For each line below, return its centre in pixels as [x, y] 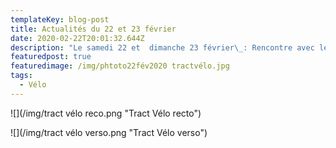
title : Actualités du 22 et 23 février [93, 29]
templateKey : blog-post [60, 19]
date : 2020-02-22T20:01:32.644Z [77, 38]
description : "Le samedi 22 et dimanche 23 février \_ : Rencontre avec [162, 47]
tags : [21, 76]
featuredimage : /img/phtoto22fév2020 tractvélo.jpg [120, 66]
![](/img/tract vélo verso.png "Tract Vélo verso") [109, 132]
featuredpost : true [51, 57]
